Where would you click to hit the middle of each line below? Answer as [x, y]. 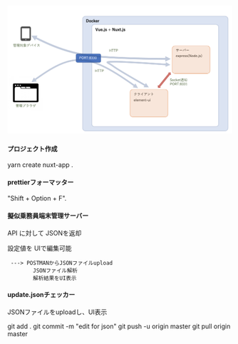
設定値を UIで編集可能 [40, 248]
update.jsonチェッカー [41, 295]
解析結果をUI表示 [55, 278]
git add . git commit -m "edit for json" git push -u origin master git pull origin [119, 326]
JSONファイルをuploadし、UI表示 [57, 312]
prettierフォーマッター [41, 182]
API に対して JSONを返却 [45, 233]
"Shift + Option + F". [37, 198]
